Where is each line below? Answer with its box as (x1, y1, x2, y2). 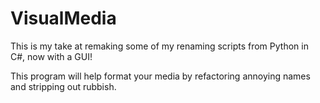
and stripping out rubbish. (10, 80, 117, 92)
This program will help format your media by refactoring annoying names (10, 70, 311, 82)
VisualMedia (10, 7, 117, 30)
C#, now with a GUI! (10, 50, 93, 62)
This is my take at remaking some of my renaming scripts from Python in (10, 40, 309, 52)
